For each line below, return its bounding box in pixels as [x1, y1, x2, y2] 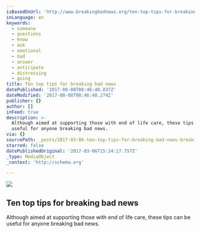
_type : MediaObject [6, 153, 55, 159]
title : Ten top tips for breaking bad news [6, 81, 117, 87]
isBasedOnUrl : [6, 8, 42, 15]
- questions [11, 31, 42, 37]
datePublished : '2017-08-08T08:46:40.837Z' [6, 87, 117, 93]
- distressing [11, 70, 47, 76]
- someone [11, 25, 36, 32]
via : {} [6, 131, 26, 138]
